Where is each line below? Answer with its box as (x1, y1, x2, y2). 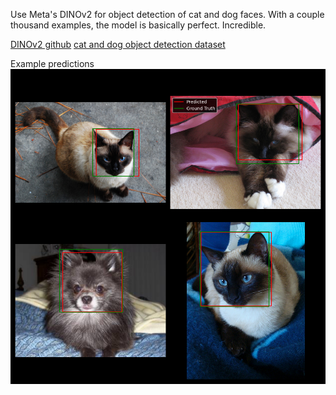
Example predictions (10, 58, 95, 69)
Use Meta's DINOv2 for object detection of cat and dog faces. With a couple (10, 9, 325, 20)
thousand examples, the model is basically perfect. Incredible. (10, 19, 267, 31)
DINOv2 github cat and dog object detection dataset (10, 39, 226, 50)
